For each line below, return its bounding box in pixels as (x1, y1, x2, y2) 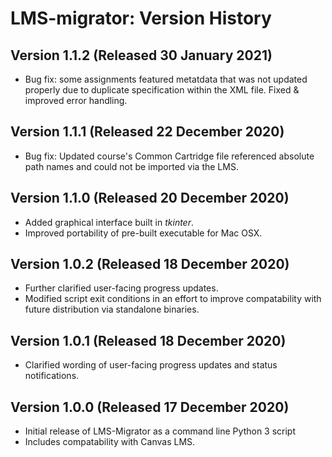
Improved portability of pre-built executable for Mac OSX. (24, 227, 263, 239)
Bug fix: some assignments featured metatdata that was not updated (24, 73, 308, 85)
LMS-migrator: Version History (10, 7, 272, 30)
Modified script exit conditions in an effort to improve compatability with (24, 293, 322, 305)
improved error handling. (24, 95, 128, 106)
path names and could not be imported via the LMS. (24, 160, 239, 172)
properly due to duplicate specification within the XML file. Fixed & (24, 84, 300, 96)
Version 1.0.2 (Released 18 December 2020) (10, 256, 290, 273)
